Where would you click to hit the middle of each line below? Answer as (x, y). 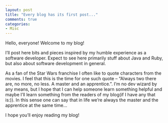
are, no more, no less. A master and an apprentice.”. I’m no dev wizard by (81, 84)
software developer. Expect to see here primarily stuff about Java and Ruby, (84, 58)
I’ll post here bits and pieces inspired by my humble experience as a (76, 53)
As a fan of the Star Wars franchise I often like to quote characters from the (83, 73)
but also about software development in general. (55, 64)
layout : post (19, 10)
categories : (18, 24)
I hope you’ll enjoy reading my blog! (42, 115)
